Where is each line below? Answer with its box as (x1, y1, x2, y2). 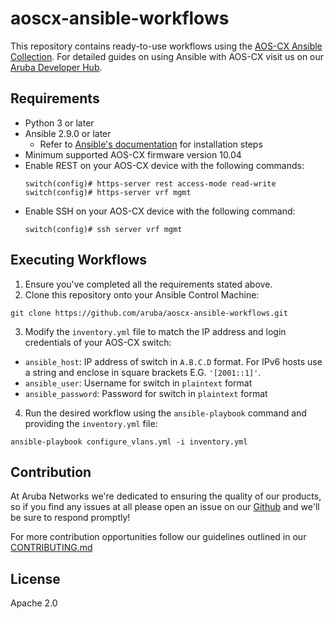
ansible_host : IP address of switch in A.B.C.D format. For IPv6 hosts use (24, 355, 323, 367)
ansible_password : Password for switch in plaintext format (24, 387, 268, 399)
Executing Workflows (10, 252, 148, 269)
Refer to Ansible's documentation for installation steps (39, 138, 263, 150)
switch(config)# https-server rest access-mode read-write (24, 178, 277, 189)
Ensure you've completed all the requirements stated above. (24, 278, 273, 290)
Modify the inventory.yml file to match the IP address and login (24, 325, 287, 337)
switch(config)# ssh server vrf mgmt (24, 224, 183, 234)
